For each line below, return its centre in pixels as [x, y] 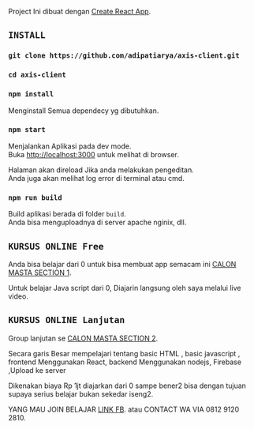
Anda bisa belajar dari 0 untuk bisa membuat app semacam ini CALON [122, 264]
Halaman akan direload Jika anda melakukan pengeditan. [101, 170]
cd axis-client [37, 75]
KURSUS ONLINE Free [56, 246]
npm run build [35, 198]
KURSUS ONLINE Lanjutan [67, 320]
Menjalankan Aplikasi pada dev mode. [70, 146]
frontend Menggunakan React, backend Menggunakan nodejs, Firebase [125, 362]
